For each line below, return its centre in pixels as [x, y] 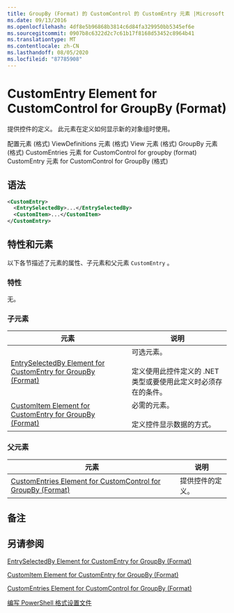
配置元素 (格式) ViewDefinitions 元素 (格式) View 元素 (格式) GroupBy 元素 [112, 143]
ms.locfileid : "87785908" [45, 59]
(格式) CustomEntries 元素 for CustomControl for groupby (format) [102, 152]
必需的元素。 [153, 406]
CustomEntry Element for [82, 93]
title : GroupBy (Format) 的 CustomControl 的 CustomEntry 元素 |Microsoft [116, 14]
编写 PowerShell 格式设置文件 [49, 603]
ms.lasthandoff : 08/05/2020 [48, 53]
